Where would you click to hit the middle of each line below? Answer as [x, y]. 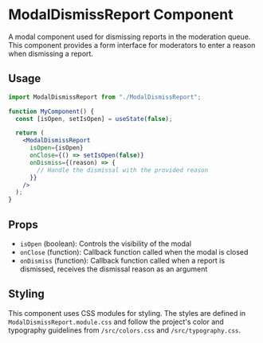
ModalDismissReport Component [121, 15]
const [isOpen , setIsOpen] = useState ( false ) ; [94, 119]
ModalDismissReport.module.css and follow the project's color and [116, 322]
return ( [30, 133]
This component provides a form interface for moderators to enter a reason [132, 45]
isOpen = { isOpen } [56, 148]
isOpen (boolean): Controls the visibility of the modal [106, 244]
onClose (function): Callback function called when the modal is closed [134, 251]
